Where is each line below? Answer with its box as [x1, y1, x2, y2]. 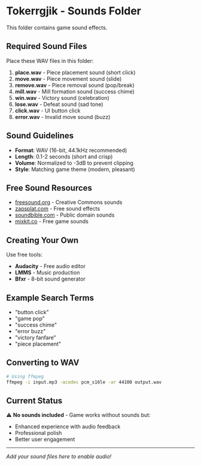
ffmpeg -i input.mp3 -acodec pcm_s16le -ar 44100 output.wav [6, 379, 162, 385]
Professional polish [14, 430, 62, 437]
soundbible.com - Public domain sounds [14, 211, 115, 219]
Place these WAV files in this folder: [6, 57, 94, 64]
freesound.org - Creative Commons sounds [14, 199, 123, 206]
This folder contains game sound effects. [6, 24, 108, 31]
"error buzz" [14, 328, 46, 334]
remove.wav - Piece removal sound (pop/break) [14, 81, 135, 89]
